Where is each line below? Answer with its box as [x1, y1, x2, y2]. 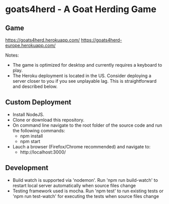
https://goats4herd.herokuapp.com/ [5, 37, 80, 43]
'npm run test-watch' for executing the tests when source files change [12, 193, 159, 199]
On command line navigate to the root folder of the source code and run [12, 122, 162, 128]
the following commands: [12, 127, 66, 133]
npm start [20, 138, 40, 144]
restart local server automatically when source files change [12, 182, 136, 188]
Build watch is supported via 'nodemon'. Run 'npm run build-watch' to [12, 177, 158, 183]
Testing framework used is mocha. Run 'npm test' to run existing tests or [12, 188, 164, 194]
